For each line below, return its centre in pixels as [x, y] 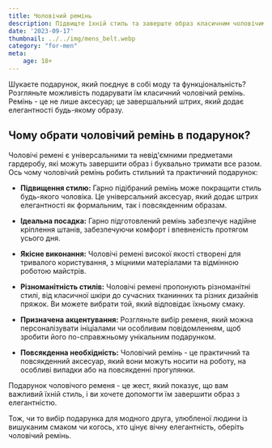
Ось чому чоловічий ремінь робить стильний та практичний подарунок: [133, 172]
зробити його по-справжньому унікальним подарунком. [118, 336]
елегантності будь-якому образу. [66, 109]
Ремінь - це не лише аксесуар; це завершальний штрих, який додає [126, 101]
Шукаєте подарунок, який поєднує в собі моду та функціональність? [127, 84]
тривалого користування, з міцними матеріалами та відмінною [129, 262]
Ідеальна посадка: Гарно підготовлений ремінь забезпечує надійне [138, 220]
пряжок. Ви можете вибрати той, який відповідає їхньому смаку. [132, 304]
